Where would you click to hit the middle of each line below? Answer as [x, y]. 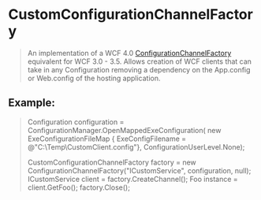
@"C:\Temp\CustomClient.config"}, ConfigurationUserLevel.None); [136, 146]
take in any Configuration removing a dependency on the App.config [139, 69]
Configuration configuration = [76, 122]
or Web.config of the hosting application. [94, 78]
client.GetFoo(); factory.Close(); [78, 187]
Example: [32, 103]
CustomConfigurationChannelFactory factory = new [112, 162]
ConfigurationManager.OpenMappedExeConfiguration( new [124, 130]
